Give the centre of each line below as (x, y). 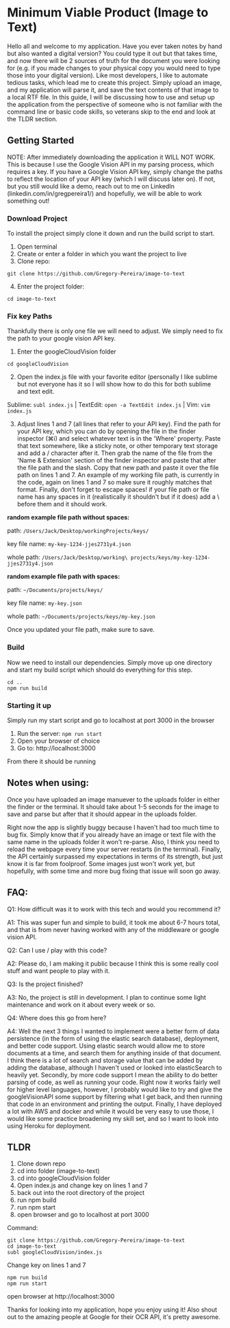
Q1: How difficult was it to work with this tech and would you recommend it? (114, 909)
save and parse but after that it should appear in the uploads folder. (102, 814)
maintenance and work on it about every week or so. (81, 1005)
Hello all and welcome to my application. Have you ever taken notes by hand (115, 46)
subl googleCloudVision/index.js (55, 1253)
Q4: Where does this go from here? (57, 1018)
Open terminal (37, 247)
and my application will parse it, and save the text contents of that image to (113, 90)
